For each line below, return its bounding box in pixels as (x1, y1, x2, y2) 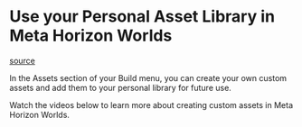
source (9, 55, 36, 66)
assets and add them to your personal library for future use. (9, 82, 232, 93)
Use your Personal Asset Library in (9, 6, 276, 27)
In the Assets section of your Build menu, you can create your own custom (9, 72, 288, 83)
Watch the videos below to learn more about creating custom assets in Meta (9, 99, 294, 110)
